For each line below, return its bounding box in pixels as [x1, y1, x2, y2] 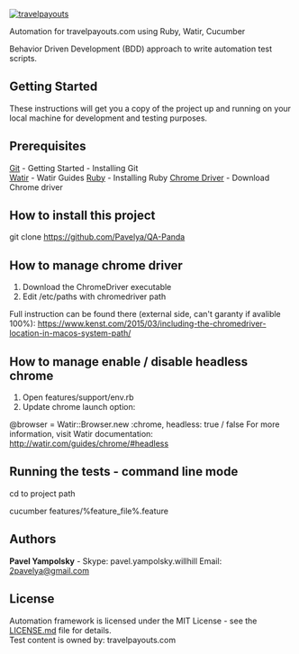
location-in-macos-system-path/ [9, 328, 131, 339]
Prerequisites [9, 139, 86, 154]
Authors [9, 531, 57, 547]
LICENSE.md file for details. [9, 624, 112, 635]
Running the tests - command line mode [9, 464, 239, 479]
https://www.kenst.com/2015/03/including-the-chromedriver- [37, 318, 267, 329]
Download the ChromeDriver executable [22, 282, 172, 293]
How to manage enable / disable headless [9, 354, 249, 369]
